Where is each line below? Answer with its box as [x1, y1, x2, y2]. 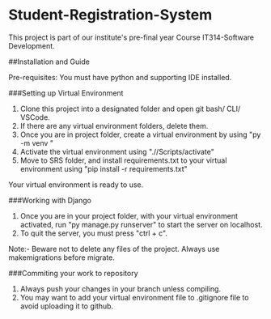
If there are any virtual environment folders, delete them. [19, 121, 209, 130]
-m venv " [19, 138, 54, 147]
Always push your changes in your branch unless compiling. [19, 283, 221, 293]
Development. [8, 40, 55, 50]
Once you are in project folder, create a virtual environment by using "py [19, 130, 261, 139]
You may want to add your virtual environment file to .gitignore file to [19, 292, 249, 302]
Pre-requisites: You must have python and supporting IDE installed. [8, 72, 232, 82]
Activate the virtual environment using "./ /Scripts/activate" [19, 147, 214, 156]
